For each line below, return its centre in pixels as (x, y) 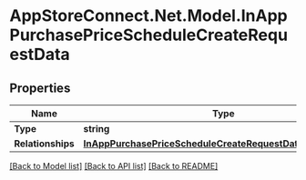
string (97, 129)
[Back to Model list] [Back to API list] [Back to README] (114, 166)
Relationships (44, 144)
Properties (40, 88)
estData (40, 55)
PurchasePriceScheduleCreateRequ (149, 35)
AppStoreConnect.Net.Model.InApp (149, 16)
